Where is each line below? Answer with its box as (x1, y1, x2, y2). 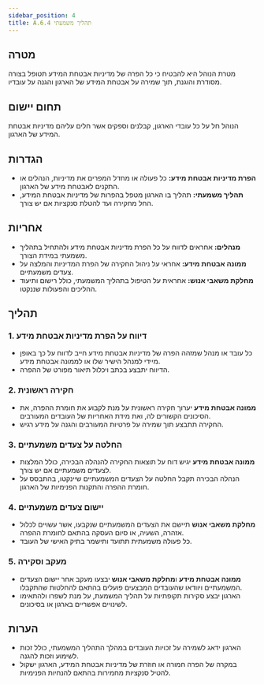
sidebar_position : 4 (8, 11, 76, 20)
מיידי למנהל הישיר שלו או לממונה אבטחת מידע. (19, 356, 161, 367)
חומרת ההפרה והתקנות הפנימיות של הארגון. (19, 482, 150, 492)
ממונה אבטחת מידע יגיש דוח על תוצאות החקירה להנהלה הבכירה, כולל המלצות (19, 457, 255, 467)
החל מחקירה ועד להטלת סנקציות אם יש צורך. (19, 198, 154, 207)
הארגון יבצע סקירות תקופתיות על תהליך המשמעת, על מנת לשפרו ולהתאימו (19, 590, 241, 600)
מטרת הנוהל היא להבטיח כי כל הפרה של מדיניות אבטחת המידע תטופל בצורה (8, 69, 236, 79)
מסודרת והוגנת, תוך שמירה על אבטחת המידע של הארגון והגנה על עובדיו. (8, 77, 222, 87)
